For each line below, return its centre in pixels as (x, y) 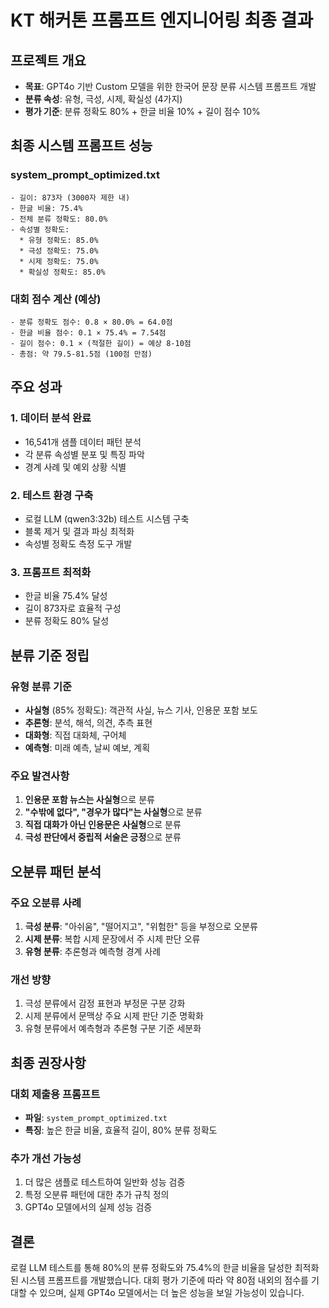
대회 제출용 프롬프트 (55, 1094)
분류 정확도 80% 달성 (67, 621)
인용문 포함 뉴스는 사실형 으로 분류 (89, 800)
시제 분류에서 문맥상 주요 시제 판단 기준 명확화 (114, 1016)
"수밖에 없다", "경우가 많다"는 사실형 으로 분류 (113, 812)
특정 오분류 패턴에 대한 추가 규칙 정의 (97, 1195)
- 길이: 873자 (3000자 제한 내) (70, 197)
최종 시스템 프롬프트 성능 (81, 146)
